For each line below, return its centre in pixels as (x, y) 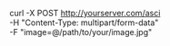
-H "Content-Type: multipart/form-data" (84, 23)
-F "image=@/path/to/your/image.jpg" (81, 32)
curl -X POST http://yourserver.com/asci (85, 13)
